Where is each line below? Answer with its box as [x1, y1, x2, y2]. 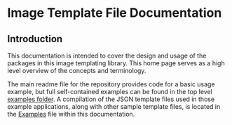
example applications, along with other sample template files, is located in [7, 103, 221, 110]
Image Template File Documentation [7, 5, 222, 21]
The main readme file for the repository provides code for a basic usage [7, 80, 215, 88]
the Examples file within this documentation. [7, 110, 135, 118]
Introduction [7, 33, 63, 45]
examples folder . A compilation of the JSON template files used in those [7, 95, 215, 103]
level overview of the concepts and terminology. [7, 67, 146, 74]
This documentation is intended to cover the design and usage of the [7, 51, 207, 60]
